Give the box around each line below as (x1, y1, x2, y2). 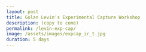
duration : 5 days (6, 36, 50, 42)
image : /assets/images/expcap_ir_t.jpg (6, 31, 106, 37)
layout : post (6, 8, 39, 15)
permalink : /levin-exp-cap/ (6, 25, 77, 32)
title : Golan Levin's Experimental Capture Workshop (6, 14, 141, 20)
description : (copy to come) (6, 20, 79, 26)
